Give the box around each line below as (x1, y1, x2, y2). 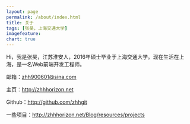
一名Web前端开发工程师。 (21, 61, 85, 68)
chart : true (6, 36, 36, 42)
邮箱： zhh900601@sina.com (6, 74, 77, 80)
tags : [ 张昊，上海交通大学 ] (6, 25, 68, 31)
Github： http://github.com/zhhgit (6, 98, 87, 106)
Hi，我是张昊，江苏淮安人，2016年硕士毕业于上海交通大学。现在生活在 (6, 53, 179, 60)
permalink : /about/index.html (6, 14, 81, 20)
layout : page (6, 8, 39, 15)
